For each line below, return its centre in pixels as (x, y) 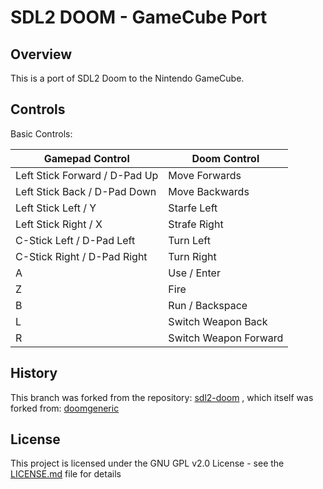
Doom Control (225, 158)
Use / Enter (194, 273)
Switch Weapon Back (218, 321)
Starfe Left (193, 208)
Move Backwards (209, 191)
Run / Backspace (208, 305)
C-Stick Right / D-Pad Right (81, 256)
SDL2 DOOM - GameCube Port (139, 17)
